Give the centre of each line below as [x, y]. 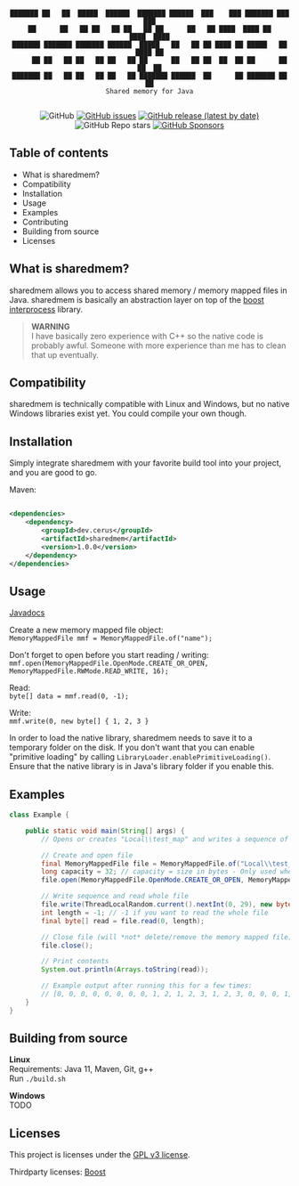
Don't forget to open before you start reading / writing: [109, 655]
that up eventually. [65, 354]
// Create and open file [87, 855]
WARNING [50, 326]
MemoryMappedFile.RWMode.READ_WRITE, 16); [89, 671]
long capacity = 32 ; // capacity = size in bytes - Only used [159, 872]
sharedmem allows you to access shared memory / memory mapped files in [148, 290]
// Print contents [75, 962]
